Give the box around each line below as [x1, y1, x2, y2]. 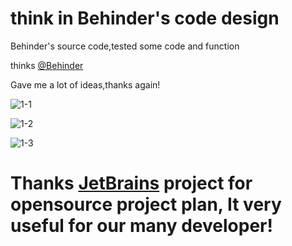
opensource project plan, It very [10, 193, 282, 216]
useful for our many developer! [10, 215, 273, 237]
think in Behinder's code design [10, 7, 280, 30]
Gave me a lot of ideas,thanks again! [10, 78, 161, 91]
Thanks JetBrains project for [10, 172, 253, 195]
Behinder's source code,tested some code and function [10, 40, 240, 52]
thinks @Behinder [10, 59, 84, 71]
